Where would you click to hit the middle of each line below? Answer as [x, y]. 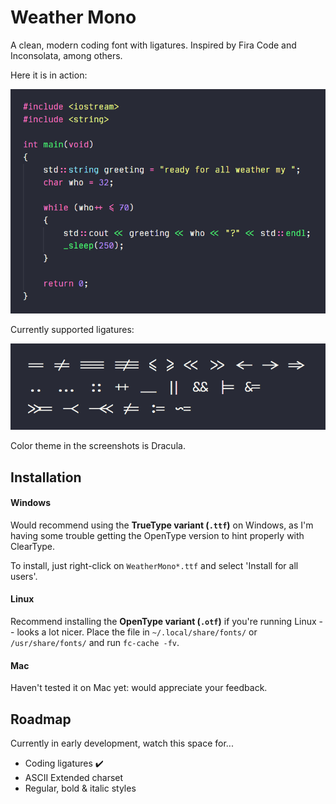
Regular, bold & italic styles [80, 788]
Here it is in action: [49, 75]
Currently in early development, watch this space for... [122, 743]
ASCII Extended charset [74, 777]
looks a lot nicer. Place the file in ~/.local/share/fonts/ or [137, 632]
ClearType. [33, 546]
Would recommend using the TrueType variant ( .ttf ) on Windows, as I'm [162, 525]
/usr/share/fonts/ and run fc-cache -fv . [95, 642]
